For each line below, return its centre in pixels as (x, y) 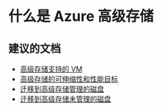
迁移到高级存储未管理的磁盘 (65, 99)
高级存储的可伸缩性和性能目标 (69, 79)
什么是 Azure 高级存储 (81, 16)
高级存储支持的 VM (51, 69)
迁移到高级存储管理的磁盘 (62, 89)
